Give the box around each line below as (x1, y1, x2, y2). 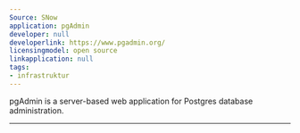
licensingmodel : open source (9, 46, 118, 55)
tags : (9, 63, 29, 72)
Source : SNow (9, 12, 58, 22)
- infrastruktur (9, 71, 70, 80)
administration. (9, 104, 64, 116)
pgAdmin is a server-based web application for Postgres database (9, 96, 254, 106)
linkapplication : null (9, 54, 94, 63)
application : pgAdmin (9, 21, 90, 30)
